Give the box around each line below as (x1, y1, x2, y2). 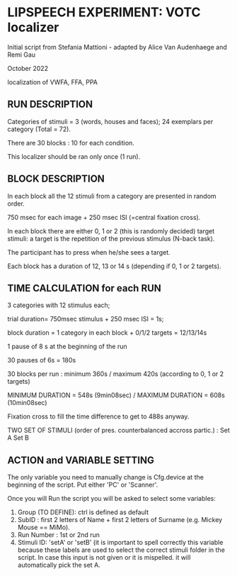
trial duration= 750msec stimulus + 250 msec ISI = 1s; (7, 315, 164, 323)
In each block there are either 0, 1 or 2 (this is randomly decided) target (7, 226, 215, 235)
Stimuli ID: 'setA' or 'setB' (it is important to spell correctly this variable (17, 538, 224, 547)
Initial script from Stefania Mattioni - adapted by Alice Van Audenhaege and (7, 43, 228, 51)
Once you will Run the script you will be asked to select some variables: (7, 494, 216, 503)
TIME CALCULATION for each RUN (7, 282, 161, 294)
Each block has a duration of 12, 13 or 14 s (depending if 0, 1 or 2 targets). (7, 262, 221, 270)
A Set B (7, 433, 30, 442)
